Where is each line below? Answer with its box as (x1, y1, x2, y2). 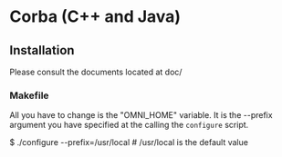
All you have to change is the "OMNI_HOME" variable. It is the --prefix (9, 110, 273, 121)
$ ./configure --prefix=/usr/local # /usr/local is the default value (9, 137, 249, 148)
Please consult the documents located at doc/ (9, 66, 183, 77)
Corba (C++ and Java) (9, 6, 181, 27)
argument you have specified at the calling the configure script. (9, 120, 249, 131)
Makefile (9, 89, 49, 102)
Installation (9, 43, 75, 58)
